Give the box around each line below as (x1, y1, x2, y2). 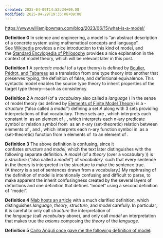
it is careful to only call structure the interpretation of (5, 207, 111, 213)
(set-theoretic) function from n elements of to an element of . (5, 131, 129, 137)
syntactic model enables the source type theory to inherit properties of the (5, 80, 155, 86)
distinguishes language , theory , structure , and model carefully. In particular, (5, 202, 157, 208)
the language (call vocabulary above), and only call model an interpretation (5, 213, 156, 218)
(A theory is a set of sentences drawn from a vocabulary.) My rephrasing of (5, 167, 157, 173)
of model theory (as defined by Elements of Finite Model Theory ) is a (5, 100, 144, 106)
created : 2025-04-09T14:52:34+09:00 (5, 7, 79, 12)
